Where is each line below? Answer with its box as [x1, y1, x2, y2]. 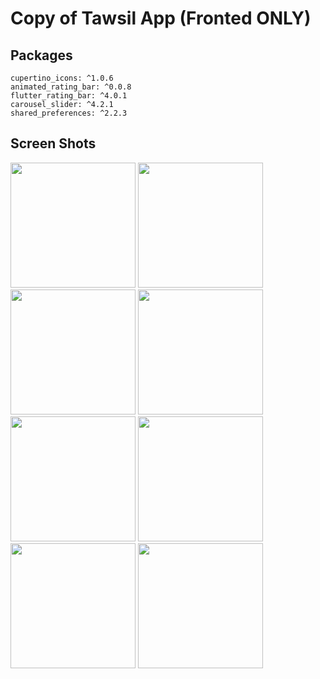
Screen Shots [10, 135, 97, 152]
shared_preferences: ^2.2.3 [10, 108, 128, 118]
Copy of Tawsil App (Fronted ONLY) [10, 7, 312, 30]
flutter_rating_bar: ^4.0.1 [10, 91, 128, 101]
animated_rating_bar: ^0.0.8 [10, 82, 132, 92]
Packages [10, 47, 73, 64]
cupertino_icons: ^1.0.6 [10, 73, 114, 83]
